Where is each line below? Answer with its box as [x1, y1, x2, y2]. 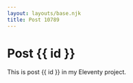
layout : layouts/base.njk [7, 10, 81, 17]
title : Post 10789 [7, 16, 60, 23]
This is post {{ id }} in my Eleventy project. [7, 68, 127, 76]
